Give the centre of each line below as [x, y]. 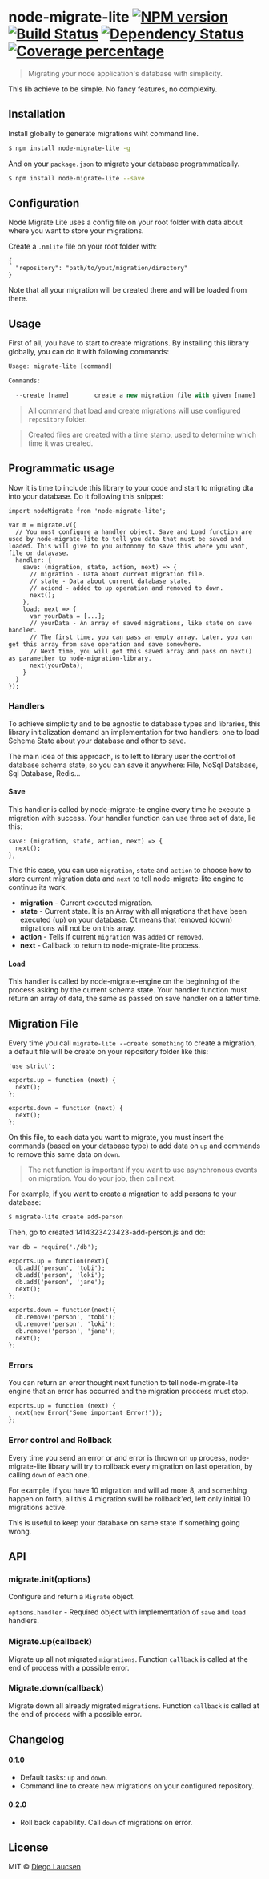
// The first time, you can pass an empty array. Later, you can [141, 637]
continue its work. [38, 887]
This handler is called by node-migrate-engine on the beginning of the [124, 981]
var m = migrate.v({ [43, 525]
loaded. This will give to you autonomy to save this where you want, [128, 546]
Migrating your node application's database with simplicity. [125, 73]
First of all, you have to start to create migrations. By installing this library [129, 343]
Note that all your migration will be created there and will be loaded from [128, 290]
